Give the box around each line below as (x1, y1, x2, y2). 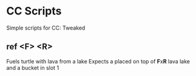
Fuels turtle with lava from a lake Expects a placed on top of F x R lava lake (6, 57, 190, 65)
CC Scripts (6, 4, 62, 18)
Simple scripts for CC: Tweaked (6, 24, 86, 31)
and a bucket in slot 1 (6, 64, 59, 71)
